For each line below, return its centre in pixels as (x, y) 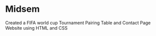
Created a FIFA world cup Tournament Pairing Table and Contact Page (78, 23)
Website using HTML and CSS (36, 28)
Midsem (23, 9)
